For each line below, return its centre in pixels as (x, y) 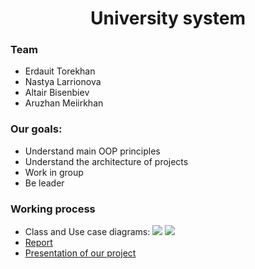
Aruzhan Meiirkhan (64, 103)
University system (168, 18)
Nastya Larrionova (63, 82)
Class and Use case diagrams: (87, 232)
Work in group (54, 172)
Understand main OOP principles (92, 151)
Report (38, 243)
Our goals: (36, 129)
